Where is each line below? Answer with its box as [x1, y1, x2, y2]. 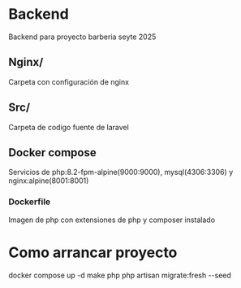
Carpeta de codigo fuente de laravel [8, 122, 130, 132]
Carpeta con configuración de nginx [8, 76, 130, 86]
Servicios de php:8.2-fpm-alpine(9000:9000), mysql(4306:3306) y [8, 168, 234, 177]
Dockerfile [8, 196, 51, 207]
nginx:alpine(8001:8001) [8, 176, 89, 185]
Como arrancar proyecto [8, 243, 178, 261]
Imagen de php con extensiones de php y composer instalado [8, 215, 216, 225]
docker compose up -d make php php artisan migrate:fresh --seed [8, 270, 231, 280]
